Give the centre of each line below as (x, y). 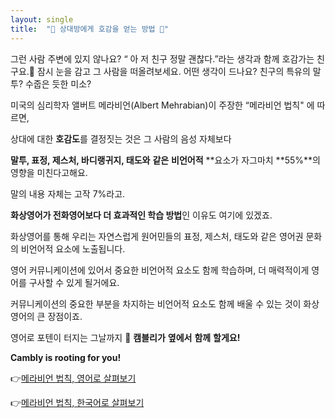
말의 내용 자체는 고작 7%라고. (68, 193)
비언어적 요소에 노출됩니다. (73, 248)
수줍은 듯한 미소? (58, 83)
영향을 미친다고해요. (49, 172)
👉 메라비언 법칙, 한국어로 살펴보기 (77, 402)
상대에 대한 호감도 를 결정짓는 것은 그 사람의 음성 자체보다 (121, 138)
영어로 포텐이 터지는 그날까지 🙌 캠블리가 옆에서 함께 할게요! (125, 337)
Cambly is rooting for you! (66, 357)
